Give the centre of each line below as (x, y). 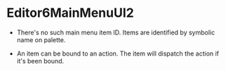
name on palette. (41, 39)
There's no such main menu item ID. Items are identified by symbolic (116, 32)
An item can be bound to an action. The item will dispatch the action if (118, 53)
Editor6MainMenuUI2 (70, 13)
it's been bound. (40, 60)
